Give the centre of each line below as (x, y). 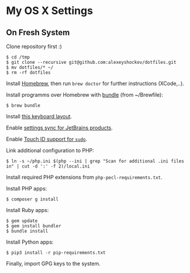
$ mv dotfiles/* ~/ (30, 67)
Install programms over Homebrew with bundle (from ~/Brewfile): (85, 95)
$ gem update (22, 221)
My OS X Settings (50, 11)
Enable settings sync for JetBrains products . (59, 128)
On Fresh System (38, 33)
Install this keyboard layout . (39, 116)
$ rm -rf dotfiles (28, 73)
